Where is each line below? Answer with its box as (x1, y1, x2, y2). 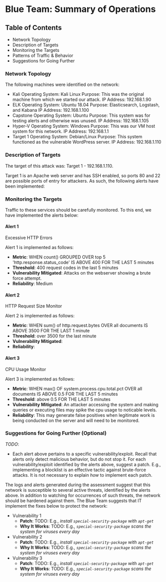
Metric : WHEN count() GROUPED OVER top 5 (12, 254, 106, 260)
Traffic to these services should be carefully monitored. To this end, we (5, 207, 152, 213)
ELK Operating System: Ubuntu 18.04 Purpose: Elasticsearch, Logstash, (12, 102, 160, 108)
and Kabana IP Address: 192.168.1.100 (12, 107, 89, 113)
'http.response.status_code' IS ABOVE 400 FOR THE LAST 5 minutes (12, 260, 155, 266)
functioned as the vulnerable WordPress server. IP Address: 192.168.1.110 (12, 139, 162, 145)
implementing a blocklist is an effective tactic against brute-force (12, 467, 146, 473)
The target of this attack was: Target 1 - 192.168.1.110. (5, 163, 114, 169)
